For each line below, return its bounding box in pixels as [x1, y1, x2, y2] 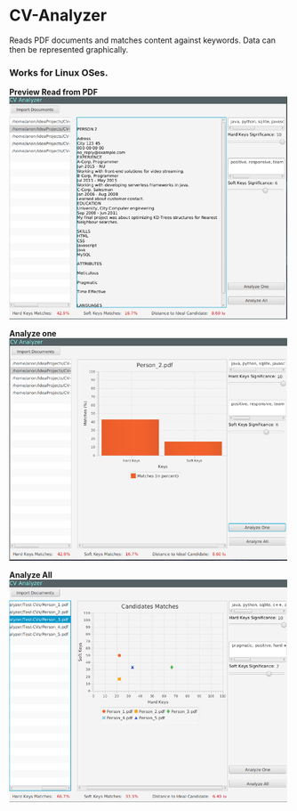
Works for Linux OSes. [9, 66, 108, 78]
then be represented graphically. [9, 44, 129, 54]
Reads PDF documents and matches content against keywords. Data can [9, 35, 277, 45]
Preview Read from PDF [9, 86, 98, 98]
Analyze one [9, 328, 57, 339]
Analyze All [9, 570, 53, 580]
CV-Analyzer [9, 5, 108, 26]
